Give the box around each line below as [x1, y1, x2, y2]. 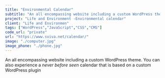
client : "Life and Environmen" [5, 20, 69, 26]
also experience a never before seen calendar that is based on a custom [5, 62, 151, 68]
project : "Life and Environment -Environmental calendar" [5, 16, 126, 21]
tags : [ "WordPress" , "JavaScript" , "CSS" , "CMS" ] [5, 25, 102, 30]
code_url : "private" [5, 30, 48, 35]
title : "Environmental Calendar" [5, 7, 74, 12]
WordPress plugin [5, 67, 41, 73]
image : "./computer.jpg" [5, 39, 56, 44]
